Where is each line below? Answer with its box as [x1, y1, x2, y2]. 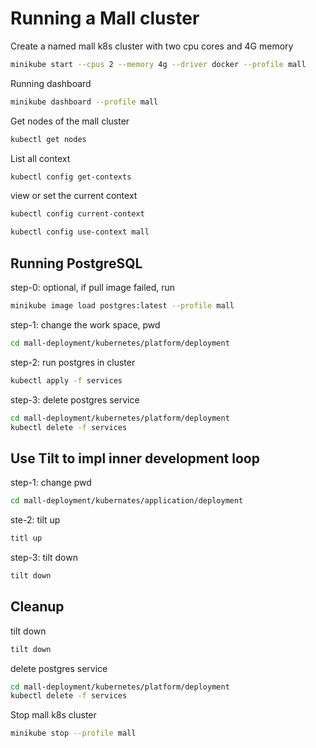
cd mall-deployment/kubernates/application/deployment [10, 496, 244, 506]
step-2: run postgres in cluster [10, 356, 136, 368]
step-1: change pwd [10, 477, 92, 489]
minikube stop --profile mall [10, 728, 137, 739]
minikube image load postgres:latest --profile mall [10, 301, 235, 311]
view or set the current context [10, 190, 138, 202]
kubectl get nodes [10, 134, 87, 144]
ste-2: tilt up [10, 514, 61, 526]
